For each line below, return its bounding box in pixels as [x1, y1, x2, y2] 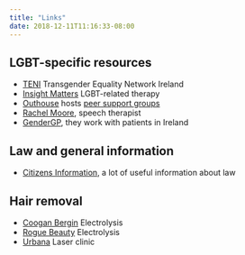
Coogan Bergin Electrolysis [22, 217, 123, 228]
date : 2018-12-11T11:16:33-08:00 [9, 22, 135, 31]
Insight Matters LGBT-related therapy [22, 88, 160, 99]
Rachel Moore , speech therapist [22, 107, 141, 118]
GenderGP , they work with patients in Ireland [22, 117, 189, 128]
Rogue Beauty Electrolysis [22, 226, 120, 237]
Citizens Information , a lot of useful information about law [22, 168, 236, 178]
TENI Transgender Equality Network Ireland [22, 78, 185, 90]
